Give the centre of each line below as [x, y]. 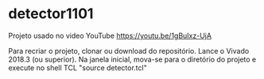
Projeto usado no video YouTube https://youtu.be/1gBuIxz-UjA [110, 36]
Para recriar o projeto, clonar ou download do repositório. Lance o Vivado [129, 51]
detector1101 [51, 14]
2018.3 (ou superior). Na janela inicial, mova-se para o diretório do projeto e [132, 59]
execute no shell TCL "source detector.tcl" [78, 67]
